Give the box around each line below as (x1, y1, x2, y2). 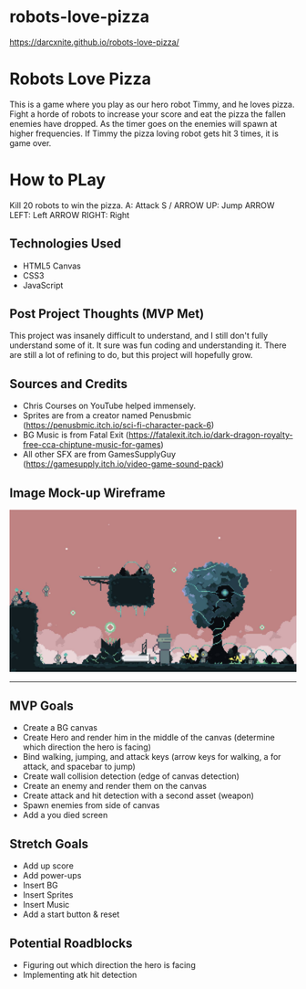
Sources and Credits (9, 376, 128, 392)
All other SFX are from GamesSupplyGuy (22, 449, 176, 460)
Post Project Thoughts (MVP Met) (9, 306, 205, 321)
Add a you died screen (22, 810, 108, 821)
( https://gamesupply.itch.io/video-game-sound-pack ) (22, 458, 225, 469)
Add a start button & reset (22, 909, 120, 920)
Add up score (22, 860, 75, 871)
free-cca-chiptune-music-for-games (22, 439, 161, 450)
